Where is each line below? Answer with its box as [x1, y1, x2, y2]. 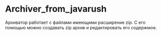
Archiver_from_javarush [5, 3, 107, 15]
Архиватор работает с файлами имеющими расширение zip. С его [5, 19, 146, 25]
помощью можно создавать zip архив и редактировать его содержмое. [5, 24, 157, 30]
